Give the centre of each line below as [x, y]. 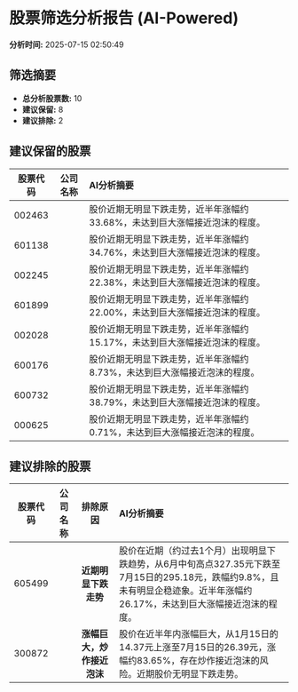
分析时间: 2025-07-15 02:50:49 [67, 44]
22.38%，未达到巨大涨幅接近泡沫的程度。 [177, 282]
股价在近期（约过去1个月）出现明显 [193, 551]
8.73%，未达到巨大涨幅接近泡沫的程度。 [174, 372]
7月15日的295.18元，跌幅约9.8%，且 [199, 577]
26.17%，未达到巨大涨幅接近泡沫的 [194, 604]
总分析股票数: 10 [52, 98]
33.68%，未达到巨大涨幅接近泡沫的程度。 [177, 222]
